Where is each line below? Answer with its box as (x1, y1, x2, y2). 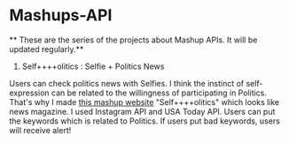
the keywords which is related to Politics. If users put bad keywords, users (9, 116, 281, 126)
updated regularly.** (9, 43, 84, 54)
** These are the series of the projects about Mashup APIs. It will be (9, 34, 258, 45)
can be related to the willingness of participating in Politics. (51, 87, 268, 98)
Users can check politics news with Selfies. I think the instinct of (9, 78, 245, 88)
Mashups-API (9, 5, 113, 26)
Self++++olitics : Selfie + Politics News (21, 61, 165, 71)
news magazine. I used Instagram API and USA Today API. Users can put (9, 106, 276, 117)
